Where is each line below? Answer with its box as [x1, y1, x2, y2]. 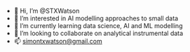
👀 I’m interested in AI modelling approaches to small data [13, 14, 179, 22]
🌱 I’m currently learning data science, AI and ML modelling [13, 22, 183, 30]
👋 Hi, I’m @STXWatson [13, 7, 80, 15]
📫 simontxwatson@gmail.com [13, 37, 103, 45]
